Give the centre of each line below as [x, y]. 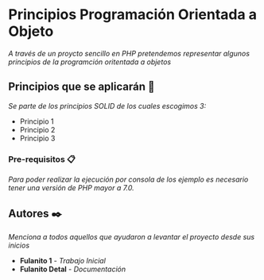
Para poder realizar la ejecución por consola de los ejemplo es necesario [128, 179]
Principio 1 [37, 121]
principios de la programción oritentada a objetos [90, 62]
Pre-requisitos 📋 [42, 159]
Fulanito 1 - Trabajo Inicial [62, 260]
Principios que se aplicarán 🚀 [82, 87]
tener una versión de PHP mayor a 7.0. [72, 188]
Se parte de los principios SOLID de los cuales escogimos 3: [107, 105]
